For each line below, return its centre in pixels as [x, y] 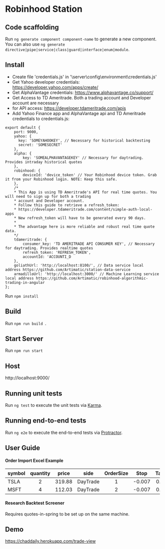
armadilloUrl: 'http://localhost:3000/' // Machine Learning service [87, 274]
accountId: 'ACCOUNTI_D [47, 257]
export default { [23, 127]
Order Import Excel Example [34, 460]
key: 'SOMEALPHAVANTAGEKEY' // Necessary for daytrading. [83, 158]
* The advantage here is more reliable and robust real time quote [84, 227]
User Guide [23, 448]
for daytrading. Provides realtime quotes [49, 248]
